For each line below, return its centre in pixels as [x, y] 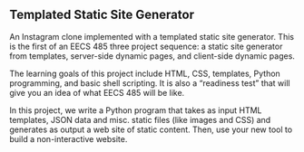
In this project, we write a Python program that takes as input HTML [136, 110]
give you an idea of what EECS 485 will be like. [97, 92]
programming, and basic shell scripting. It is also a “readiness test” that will [150, 83]
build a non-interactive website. [69, 138]
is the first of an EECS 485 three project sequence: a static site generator [146, 46]
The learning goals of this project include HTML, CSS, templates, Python [145, 73]
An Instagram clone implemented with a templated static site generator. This [152, 36]
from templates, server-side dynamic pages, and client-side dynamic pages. [152, 56]
